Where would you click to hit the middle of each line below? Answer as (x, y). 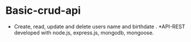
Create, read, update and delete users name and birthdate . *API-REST (100, 26)
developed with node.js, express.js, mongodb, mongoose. (84, 32)
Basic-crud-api (43, 11)
